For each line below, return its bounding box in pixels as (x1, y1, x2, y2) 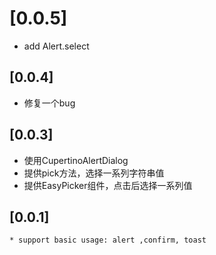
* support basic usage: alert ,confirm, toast (9, 235, 207, 246)
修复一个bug (23, 97, 76, 109)
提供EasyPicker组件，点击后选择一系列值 (23, 179, 193, 191)
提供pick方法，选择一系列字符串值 (23, 167, 165, 179)
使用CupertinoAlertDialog (23, 154, 129, 166)
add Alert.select (23, 40, 90, 52)
